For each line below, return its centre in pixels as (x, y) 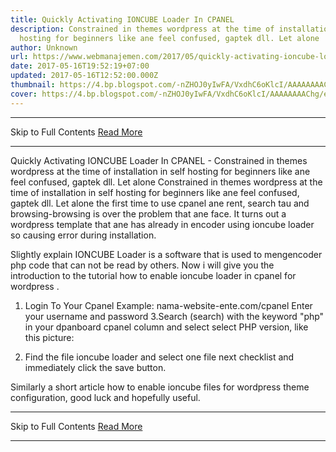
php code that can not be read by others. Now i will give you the (142, 265)
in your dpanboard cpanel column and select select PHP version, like (166, 327)
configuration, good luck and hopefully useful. (105, 397)
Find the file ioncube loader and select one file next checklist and (159, 357)
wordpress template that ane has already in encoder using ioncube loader (162, 224)
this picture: (49, 337)
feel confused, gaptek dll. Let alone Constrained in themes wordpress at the (166, 182)
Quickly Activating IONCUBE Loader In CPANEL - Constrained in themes (159, 160)
